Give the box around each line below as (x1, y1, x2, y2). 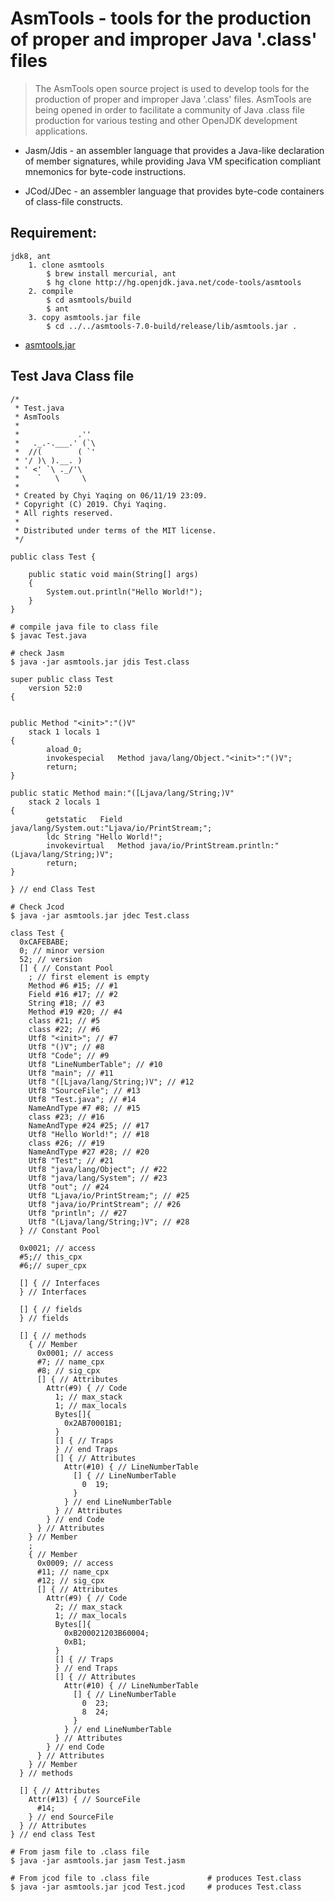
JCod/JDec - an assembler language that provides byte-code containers (24, 185, 325, 197)
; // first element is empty (28, 972, 150, 982)
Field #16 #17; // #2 (28, 989, 118, 999)
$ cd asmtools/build (46, 295, 132, 305)
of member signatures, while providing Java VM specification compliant (24, 155, 322, 167)
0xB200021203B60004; (63, 1628, 150, 1638)
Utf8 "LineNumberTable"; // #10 (28, 1059, 163, 1069)
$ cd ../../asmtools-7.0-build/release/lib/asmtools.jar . (46, 321, 298, 331)
